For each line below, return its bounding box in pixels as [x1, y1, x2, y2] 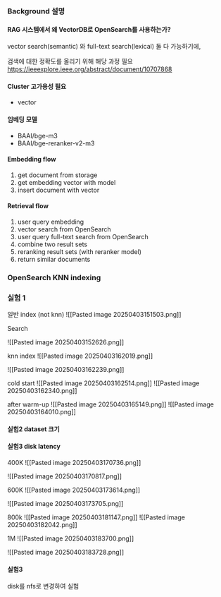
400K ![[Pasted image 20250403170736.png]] [7, 458, 141, 466]
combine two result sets [17, 240, 88, 248]
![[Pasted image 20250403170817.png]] [7, 471, 122, 481]
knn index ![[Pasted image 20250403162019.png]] [7, 351, 153, 361]
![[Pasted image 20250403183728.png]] [7, 548, 125, 556]
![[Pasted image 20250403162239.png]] [7, 366, 125, 374]
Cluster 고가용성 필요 [7, 82, 67, 90]
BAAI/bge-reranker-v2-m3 [17, 139, 95, 147]
